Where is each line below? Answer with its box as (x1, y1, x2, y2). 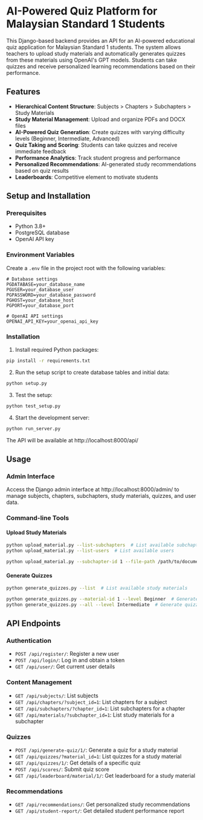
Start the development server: (14, 414, 90, 421)
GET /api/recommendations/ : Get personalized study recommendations (14, 801, 190, 808)
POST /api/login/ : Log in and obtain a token (14, 657, 125, 664)
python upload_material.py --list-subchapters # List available (6, 542, 174, 548)
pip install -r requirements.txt (6, 358, 91, 364)
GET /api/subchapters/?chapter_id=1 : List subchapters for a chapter (14, 705, 185, 712)
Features (6, 86, 40, 97)
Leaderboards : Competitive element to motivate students (14, 173, 158, 181)
